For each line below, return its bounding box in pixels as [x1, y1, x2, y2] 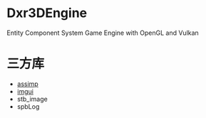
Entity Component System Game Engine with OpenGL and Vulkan [6, 28, 199, 37]
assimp [16, 80, 38, 88]
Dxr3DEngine [6, 5, 87, 21]
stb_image [16, 95, 48, 103]
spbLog [16, 102, 40, 111]
